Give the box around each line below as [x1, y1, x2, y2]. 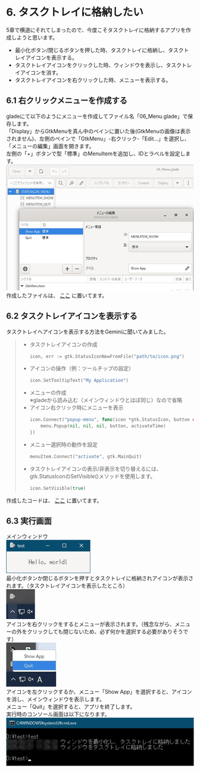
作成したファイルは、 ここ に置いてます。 [6, 292, 108, 299]
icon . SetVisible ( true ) [29, 485, 86, 491]
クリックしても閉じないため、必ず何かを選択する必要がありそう [26, 628, 183, 635]
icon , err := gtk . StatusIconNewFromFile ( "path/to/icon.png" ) [29, 353, 185, 359]
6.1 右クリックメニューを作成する [6, 96, 128, 106]
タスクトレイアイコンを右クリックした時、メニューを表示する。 [14, 76, 171, 84]
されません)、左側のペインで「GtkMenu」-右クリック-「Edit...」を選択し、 [6, 135, 190, 142]
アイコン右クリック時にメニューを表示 [29, 404, 124, 411]
